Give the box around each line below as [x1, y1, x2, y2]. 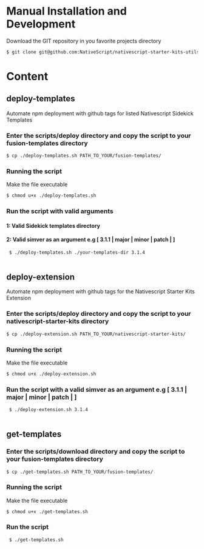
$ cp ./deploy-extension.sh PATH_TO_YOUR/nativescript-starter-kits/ [6, 331, 186, 337]
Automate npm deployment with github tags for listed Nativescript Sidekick [6, 109, 194, 117]
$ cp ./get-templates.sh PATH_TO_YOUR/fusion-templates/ [6, 469, 154, 475]
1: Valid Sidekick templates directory [6, 222, 101, 229]
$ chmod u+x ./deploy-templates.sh [6, 193, 97, 199]
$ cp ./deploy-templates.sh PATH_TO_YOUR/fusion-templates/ [6, 153, 162, 159]
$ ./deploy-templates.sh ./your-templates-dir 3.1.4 [8, 249, 146, 256]
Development [6, 17, 76, 31]
